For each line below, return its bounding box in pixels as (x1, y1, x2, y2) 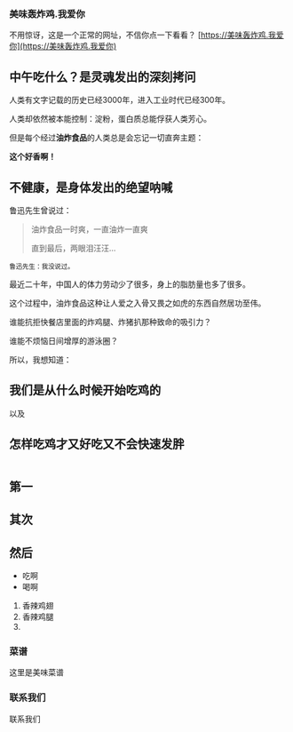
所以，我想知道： (9, 354, 72, 365)
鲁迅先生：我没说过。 (9, 262, 75, 271)
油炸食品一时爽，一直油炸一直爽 (30, 224, 148, 235)
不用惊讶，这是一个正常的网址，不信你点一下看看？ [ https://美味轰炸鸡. (9, 29, 269, 41)
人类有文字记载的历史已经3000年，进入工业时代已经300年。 (9, 95, 231, 106)
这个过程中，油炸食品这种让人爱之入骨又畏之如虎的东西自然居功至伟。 (9, 298, 266, 308)
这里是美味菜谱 (9, 667, 64, 678)
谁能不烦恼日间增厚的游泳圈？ (9, 335, 118, 346)
